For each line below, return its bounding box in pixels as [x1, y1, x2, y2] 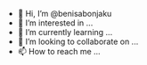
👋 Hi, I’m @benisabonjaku [17, 9, 112, 18]
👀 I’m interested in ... [17, 18, 94, 28]
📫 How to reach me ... [17, 47, 101, 56]
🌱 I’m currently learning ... [17, 27, 113, 37]
